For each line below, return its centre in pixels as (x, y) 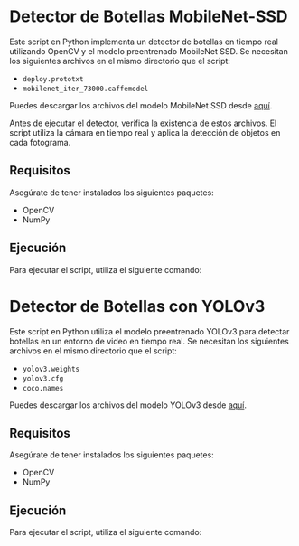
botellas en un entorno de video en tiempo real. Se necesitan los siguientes (149, 341)
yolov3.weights (51, 369)
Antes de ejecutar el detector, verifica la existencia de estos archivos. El (143, 123)
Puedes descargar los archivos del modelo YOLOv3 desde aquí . (128, 405)
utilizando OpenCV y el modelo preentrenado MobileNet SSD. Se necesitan (149, 51)
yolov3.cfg (43, 378)
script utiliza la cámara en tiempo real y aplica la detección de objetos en (145, 132)
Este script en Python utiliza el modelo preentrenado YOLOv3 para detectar (149, 331)
